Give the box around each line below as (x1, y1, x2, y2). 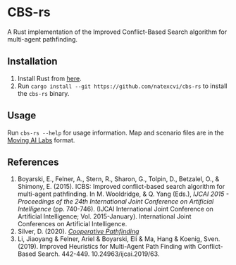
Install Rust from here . (17, 74, 82, 82)
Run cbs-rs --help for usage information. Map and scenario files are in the (7, 128, 224, 137)
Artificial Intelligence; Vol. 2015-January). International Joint (17, 212, 192, 221)
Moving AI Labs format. (7, 135, 75, 144)
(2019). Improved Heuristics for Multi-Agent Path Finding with (17, 242, 197, 251)
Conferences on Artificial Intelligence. (17, 220, 128, 228)
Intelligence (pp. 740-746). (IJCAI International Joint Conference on (17, 205, 213, 214)
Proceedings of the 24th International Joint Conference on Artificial (17, 197, 214, 206)
